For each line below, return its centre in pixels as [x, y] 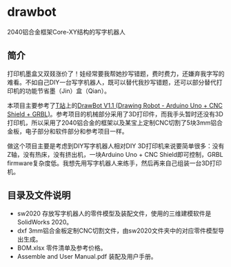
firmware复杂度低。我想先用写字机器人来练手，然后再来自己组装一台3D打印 [114, 163]
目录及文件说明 [39, 196]
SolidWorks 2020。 [45, 222]
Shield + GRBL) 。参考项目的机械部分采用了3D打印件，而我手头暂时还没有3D [115, 114]
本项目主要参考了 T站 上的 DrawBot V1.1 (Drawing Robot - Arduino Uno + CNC [115, 105]
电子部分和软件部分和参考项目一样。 [77, 131]
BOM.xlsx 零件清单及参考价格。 [62, 248]
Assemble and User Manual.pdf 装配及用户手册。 [87, 256]
